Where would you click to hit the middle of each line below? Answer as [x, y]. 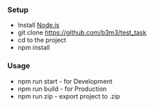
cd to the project [42, 40]
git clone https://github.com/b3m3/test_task [82, 32]
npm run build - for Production [62, 89]
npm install [34, 48]
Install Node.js [38, 25]
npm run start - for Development [65, 81]
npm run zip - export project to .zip [69, 96]
